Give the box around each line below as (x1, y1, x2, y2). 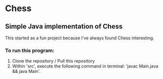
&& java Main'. (12, 68, 41, 74)
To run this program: (5, 47, 55, 54)
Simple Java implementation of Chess (5, 22, 123, 31)
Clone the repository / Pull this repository (12, 58, 95, 64)
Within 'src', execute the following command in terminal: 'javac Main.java (12, 63, 159, 69)
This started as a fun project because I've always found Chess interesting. (5, 35, 155, 41)
